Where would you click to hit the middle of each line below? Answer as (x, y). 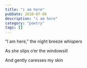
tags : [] (14, 28)
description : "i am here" (31, 18)
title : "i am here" (25, 9)
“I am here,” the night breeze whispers (44, 41)
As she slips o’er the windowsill (36, 51)
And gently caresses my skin (34, 60)
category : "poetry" (25, 23)
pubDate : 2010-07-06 (26, 14)
